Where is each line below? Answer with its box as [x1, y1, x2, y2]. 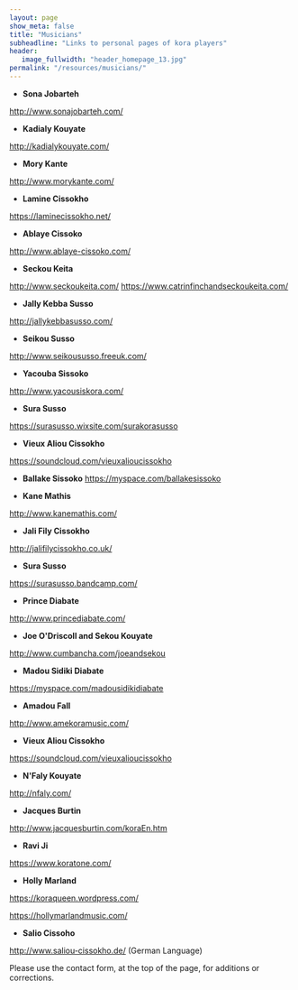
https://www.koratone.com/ [9, 857, 112, 868]
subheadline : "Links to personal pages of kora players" [9, 38, 228, 48]
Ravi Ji [22, 840, 49, 851]
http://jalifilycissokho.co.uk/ [9, 542, 113, 553]
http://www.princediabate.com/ [9, 613, 126, 624]
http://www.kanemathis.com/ [9, 507, 117, 519]
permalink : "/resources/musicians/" [9, 64, 147, 73]
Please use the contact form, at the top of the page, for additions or [9, 962, 260, 973]
